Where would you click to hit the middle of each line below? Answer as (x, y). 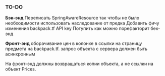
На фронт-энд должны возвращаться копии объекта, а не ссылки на (79, 64)
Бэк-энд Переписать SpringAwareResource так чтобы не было (72, 18)
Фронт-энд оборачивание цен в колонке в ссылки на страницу (74, 43)
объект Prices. (21, 69)
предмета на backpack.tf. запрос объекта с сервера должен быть (76, 49)
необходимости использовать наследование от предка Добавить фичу (82, 23)
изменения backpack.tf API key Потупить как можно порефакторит (77, 28)
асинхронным (20, 54)
